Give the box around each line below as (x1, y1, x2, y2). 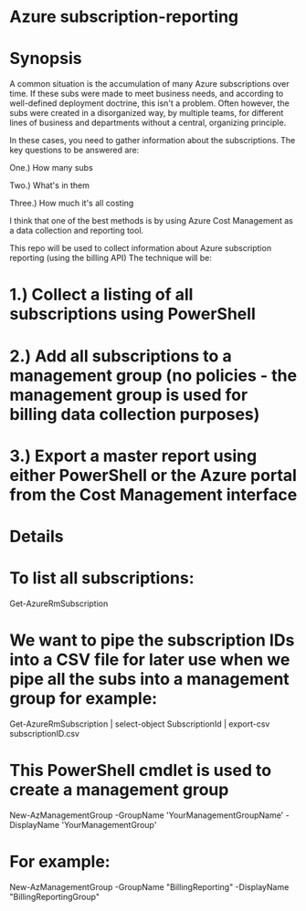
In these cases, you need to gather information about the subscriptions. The (9, 135, 296, 146)
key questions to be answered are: (9, 144, 140, 156)
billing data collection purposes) (9, 403, 260, 424)
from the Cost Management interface (9, 484, 298, 505)
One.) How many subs (9, 162, 93, 173)
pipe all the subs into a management (9, 669, 290, 689)
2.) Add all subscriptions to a (9, 345, 232, 366)
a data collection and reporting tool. (9, 225, 144, 236)
